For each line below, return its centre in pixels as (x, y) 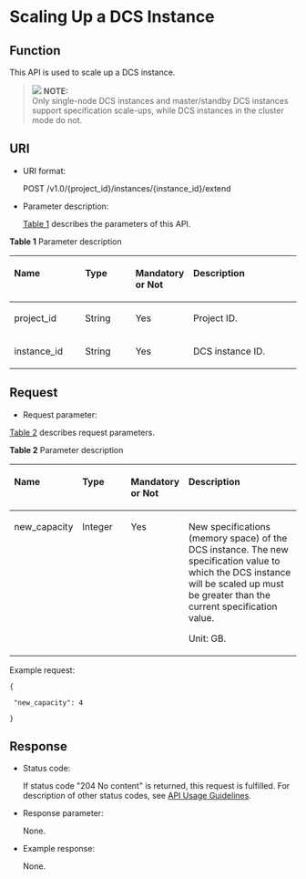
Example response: (59, 849)
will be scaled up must (236, 584)
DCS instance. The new (238, 549)
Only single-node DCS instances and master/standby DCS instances (160, 101)
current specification (233, 606)
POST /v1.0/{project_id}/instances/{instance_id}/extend (127, 188)
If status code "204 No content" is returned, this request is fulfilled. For (156, 786)
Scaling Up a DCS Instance (112, 17)
